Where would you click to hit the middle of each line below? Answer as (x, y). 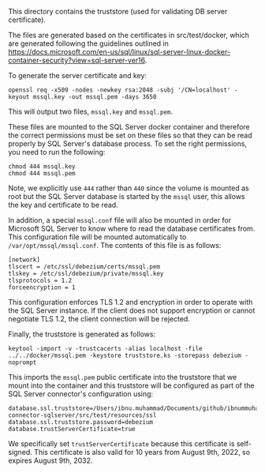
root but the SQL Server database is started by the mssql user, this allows (127, 196)
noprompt (22, 362)
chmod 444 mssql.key (42, 167)
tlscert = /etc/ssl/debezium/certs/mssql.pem (84, 267)
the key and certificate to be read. (63, 205)
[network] (24, 260)
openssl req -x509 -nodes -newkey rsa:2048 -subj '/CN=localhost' (119, 90)
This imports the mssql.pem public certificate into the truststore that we (123, 377)
